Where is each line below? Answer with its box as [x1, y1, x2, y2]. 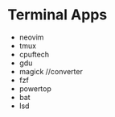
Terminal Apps [7, 6, 108, 24]
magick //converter [18, 66, 84, 76]
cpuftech [18, 49, 50, 59]
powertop [18, 83, 51, 94]
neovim [18, 32, 44, 42]
